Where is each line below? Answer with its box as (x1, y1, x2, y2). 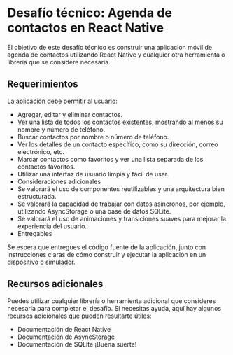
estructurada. (17, 192, 57, 200)
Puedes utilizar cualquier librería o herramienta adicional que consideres (7, 296, 216, 305)
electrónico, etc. (17, 147, 65, 155)
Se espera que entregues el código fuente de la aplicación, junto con (7, 243, 206, 251)
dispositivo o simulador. (7, 258, 76, 266)
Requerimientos (7, 78, 78, 90)
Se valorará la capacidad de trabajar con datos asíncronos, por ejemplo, (17, 200, 226, 208)
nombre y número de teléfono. (17, 125, 106, 134)
